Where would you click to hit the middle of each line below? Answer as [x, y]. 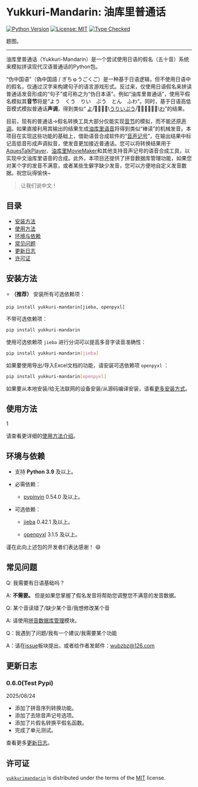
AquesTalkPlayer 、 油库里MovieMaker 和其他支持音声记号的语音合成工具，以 [98, 151]
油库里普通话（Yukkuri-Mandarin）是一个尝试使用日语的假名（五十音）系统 [98, 59]
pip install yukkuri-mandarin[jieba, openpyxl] [66, 307]
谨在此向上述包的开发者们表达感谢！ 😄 [54, 547]
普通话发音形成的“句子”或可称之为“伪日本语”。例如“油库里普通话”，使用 [93, 94]
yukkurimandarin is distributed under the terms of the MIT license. [86, 778]
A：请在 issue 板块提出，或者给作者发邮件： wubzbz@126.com [80, 645]
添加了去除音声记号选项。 [46, 716]
